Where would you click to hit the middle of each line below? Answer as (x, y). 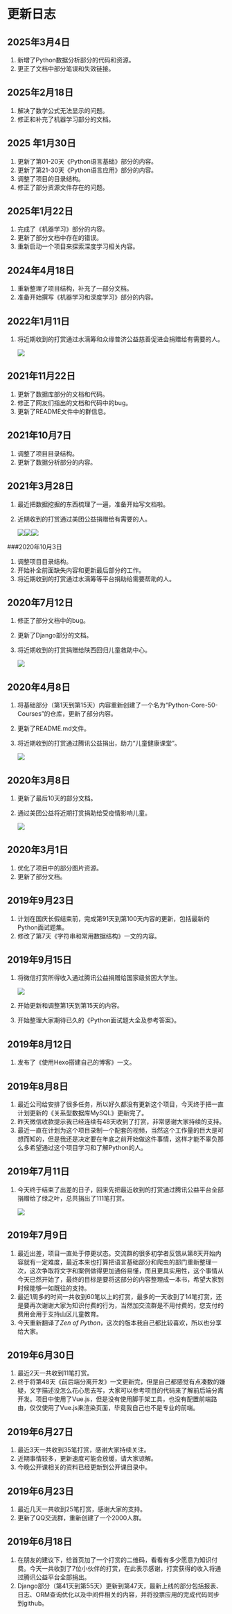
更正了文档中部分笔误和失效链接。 (66, 69)
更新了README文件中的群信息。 (63, 411)
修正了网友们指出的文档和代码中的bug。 (74, 402)
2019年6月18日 (40, 1542)
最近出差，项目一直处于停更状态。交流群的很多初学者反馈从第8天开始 (116, 1253)
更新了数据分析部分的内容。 (57, 462)
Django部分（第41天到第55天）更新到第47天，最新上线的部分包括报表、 (120, 1586)
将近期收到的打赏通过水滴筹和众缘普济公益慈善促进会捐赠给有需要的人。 (120, 339)
